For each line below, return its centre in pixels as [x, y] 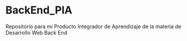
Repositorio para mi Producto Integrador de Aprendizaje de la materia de [93, 26]
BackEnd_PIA [39, 10]
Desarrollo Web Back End [36, 32]
